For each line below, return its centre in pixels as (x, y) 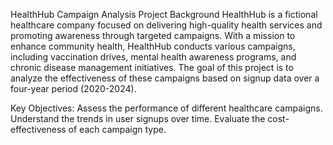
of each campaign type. (117, 129)
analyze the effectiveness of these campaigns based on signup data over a (165, 78)
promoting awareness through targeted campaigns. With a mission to (153, 35)
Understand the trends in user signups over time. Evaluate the (138, 118)
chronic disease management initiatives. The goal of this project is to (152, 67)
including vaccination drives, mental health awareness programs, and (153, 57)
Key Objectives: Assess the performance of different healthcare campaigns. (166, 108)
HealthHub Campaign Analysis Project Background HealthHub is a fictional (164, 14)
